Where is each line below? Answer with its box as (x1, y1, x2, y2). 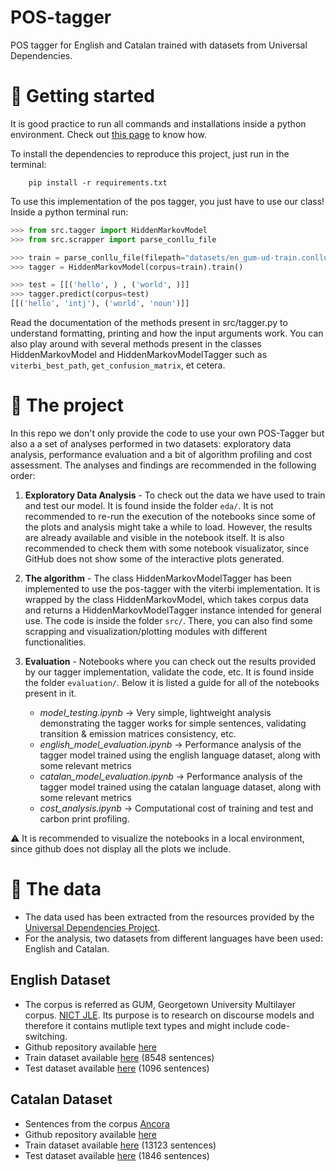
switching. (24, 1030, 68, 1042)
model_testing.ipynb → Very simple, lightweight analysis (39, 706, 272, 718)
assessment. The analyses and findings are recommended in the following (10, 459, 317, 471)
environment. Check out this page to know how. (10, 128, 207, 140)
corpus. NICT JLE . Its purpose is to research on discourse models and (24, 1009, 315, 1021)
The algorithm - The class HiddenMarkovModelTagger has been (24, 572, 292, 584)
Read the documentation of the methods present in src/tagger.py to (10, 317, 288, 328)
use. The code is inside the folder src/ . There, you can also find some (24, 614, 313, 626)
